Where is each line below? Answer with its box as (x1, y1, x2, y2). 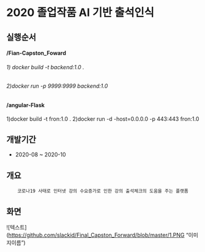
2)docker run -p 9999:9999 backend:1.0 (6, 82, 108, 90)
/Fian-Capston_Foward (6, 50, 66, 57)
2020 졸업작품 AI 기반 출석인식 (6, 6, 154, 20)
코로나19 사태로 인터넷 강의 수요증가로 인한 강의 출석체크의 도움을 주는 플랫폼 (17, 188, 188, 194)
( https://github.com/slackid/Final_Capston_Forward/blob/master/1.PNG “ (6, 231, 188, 239)
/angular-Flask (6, 101, 45, 109)
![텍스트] (6, 224, 27, 231)
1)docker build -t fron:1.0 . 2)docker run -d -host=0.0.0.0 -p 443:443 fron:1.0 (6, 115, 199, 123)
